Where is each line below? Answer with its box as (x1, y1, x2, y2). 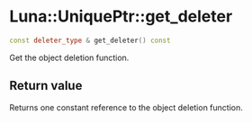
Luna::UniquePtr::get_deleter (9, 6, 233, 27)
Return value (9, 78, 83, 93)
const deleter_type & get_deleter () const (9, 36, 171, 45)
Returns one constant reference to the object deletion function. (9, 101, 243, 113)
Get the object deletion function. (9, 52, 130, 63)
